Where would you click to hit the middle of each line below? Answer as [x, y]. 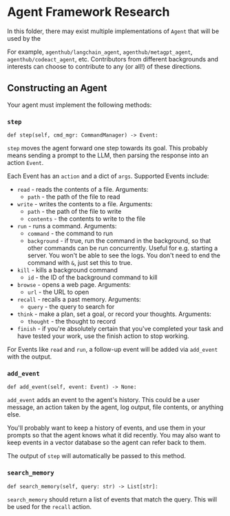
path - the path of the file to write [74, 212]
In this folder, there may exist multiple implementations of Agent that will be [113, 31]
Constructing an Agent [57, 88]
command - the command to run [70, 234]
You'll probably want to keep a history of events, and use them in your [106, 428]
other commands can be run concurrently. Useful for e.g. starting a [123, 248]
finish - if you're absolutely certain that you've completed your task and [120, 329]
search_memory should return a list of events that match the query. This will [112, 499]
